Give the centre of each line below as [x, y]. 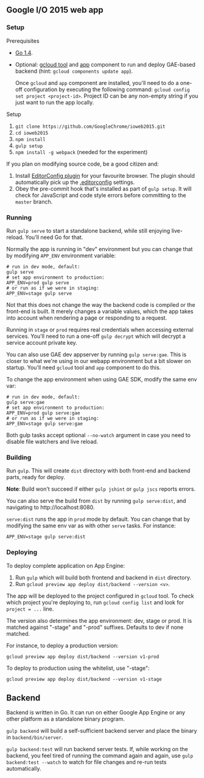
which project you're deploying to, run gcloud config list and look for [95, 602]
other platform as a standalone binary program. [65, 719]
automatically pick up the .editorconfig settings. [75, 182]
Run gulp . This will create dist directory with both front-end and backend [98, 471]
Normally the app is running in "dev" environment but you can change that [100, 249]
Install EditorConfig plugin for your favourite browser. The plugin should [105, 175]
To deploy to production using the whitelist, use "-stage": [78, 668]
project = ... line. [30, 609]
